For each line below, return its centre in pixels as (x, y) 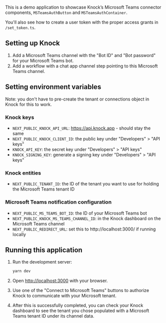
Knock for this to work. (29, 104)
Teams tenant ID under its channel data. (53, 316)
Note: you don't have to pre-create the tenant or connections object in (77, 99)
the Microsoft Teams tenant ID (43, 189)
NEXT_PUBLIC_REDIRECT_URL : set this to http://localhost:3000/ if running (84, 229)
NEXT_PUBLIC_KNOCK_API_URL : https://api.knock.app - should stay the (82, 128)
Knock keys (20, 117)
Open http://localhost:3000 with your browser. (60, 281)
